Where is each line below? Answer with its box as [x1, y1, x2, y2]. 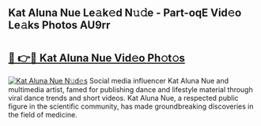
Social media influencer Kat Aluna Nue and [89, 76, 229, 85]
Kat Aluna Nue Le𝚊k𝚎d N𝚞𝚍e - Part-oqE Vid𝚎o [8, 6, 242, 20]
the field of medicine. [8, 110, 78, 119]
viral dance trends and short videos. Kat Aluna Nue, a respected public [8, 94, 239, 102]
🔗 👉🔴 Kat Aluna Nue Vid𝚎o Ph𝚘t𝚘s [8, 51, 186, 65]
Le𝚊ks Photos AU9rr [8, 19, 111, 32]
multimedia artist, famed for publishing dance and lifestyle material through [8, 85, 253, 94]
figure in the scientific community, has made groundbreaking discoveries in [8, 102, 254, 111]
